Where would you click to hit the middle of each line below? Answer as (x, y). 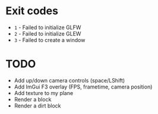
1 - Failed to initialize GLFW (48, 27)
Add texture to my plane (44, 93)
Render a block (33, 99)
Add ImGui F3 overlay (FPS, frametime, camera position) (83, 87)
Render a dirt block (37, 106)
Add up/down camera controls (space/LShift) (69, 80)
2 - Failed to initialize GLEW (48, 33)
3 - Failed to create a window (50, 40)
